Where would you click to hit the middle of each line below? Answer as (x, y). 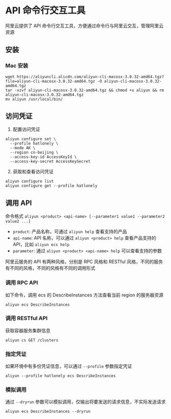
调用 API (19, 203)
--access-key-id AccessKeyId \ (43, 157)
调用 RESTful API (26, 318)
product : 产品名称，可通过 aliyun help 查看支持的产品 (70, 232)
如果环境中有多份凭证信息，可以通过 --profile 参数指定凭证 (69, 366)
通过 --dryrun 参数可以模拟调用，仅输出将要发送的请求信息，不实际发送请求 (85, 402)
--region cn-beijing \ (34, 153)
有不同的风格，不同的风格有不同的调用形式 (50, 268)
